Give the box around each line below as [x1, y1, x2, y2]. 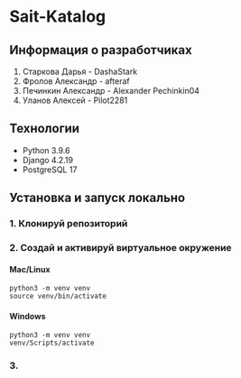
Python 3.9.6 [22, 144, 70, 155]
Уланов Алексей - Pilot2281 [22, 95, 128, 106]
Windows [9, 310, 46, 321]
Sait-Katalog [9, 6, 107, 27]
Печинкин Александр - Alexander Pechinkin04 [22, 86, 200, 96]
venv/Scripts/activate [9, 338, 95, 348]
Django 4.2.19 [22, 154, 74, 165]
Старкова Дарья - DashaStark [22, 66, 138, 77]
